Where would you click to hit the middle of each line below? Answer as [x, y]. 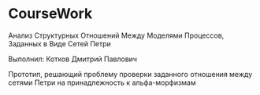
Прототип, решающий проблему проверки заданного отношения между [130, 74]
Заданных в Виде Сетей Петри [60, 43]
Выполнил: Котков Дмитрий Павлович [73, 59]
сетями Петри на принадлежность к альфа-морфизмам [102, 82]
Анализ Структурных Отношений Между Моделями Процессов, [116, 35]
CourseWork [50, 14]
